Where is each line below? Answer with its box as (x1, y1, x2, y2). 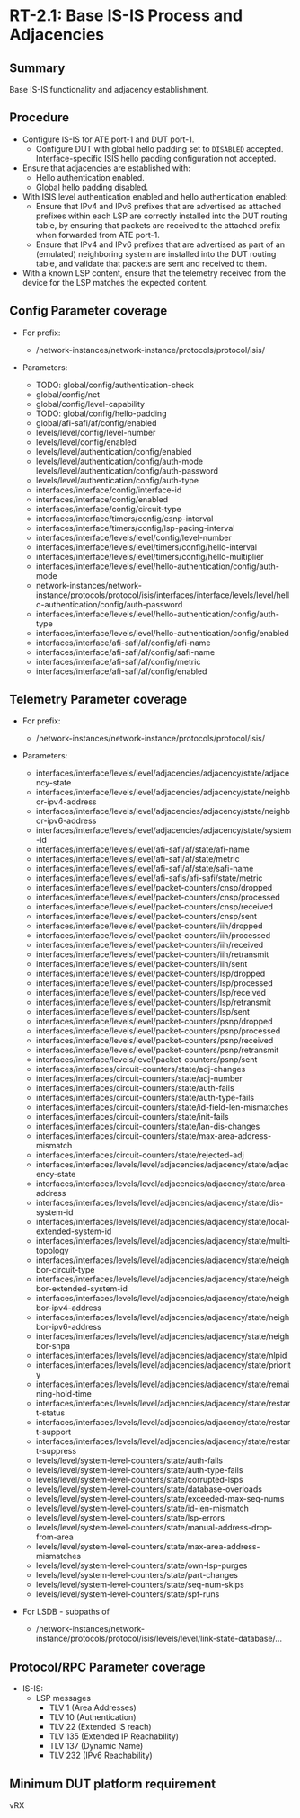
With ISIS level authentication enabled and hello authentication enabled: (22, 191, 288, 202)
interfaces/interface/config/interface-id (35, 484, 182, 495)
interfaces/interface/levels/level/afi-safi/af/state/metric (35, 854, 240, 865)
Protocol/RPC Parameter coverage (9, 1659, 206, 1674)
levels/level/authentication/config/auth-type (35, 474, 199, 485)
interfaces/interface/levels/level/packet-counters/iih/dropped (35, 920, 263, 931)
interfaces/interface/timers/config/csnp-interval (35, 513, 214, 524)
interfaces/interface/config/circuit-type (35, 503, 181, 514)
